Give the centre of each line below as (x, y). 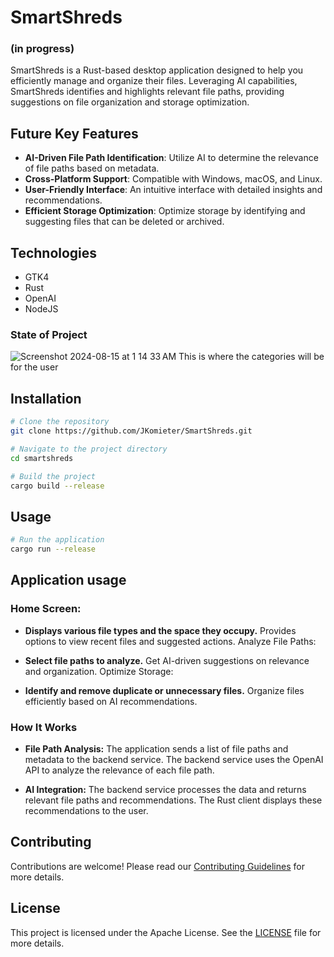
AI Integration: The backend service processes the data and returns (165, 790)
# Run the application (57, 540)
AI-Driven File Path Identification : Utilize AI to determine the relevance (171, 158)
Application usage (68, 580)
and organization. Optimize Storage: (99, 671)
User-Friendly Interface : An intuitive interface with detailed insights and (173, 190)
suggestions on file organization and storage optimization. (130, 102)
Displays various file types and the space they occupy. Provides (160, 630)
